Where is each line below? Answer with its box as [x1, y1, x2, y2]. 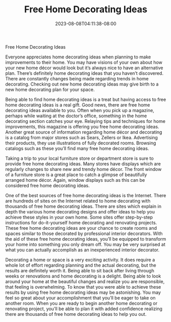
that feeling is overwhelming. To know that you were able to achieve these [5, 284, 161, 290]
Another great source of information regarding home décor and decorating [5, 129, 162, 135]
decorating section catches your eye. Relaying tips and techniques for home [5, 118, 166, 124]
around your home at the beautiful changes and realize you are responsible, [5, 278, 165, 285]
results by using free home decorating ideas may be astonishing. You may [5, 289, 161, 295]
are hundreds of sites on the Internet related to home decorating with [5, 198, 151, 204]
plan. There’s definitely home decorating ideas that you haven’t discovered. [5, 70, 164, 76]
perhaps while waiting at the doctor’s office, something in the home [5, 113, 147, 119]
